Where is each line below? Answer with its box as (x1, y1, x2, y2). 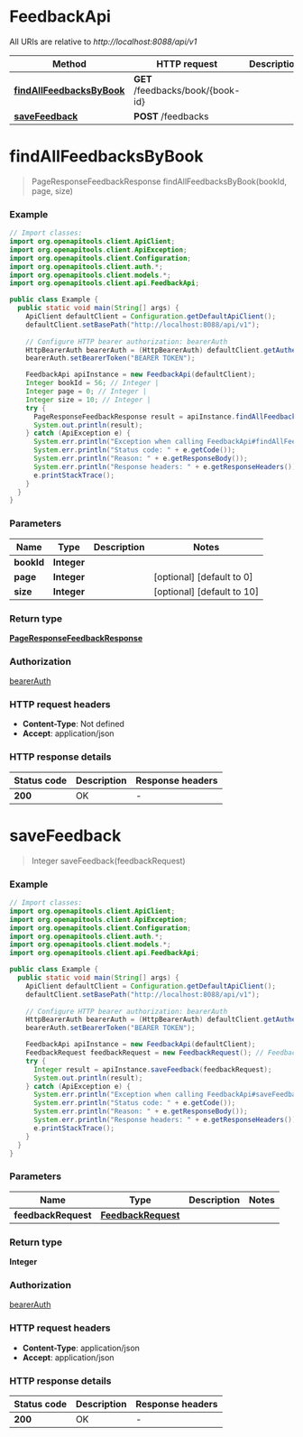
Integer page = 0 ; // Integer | (25, 387, 147, 396)
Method (52, 57, 87, 69)
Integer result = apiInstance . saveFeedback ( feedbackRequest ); (32, 1064, 272, 1074)
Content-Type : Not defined (22, 719, 124, 730)
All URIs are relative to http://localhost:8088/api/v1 (9, 36, 197, 47)
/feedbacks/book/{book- (133, 84, 241, 97)
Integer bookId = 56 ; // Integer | (25, 379, 160, 388)
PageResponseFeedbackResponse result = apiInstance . (32, 412, 236, 421)
